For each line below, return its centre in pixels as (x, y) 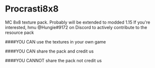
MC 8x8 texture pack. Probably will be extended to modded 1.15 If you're (78, 22)
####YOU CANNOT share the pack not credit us (53, 60)
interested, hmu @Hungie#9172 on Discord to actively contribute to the (76, 27)
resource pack (19, 32)
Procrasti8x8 (32, 9)
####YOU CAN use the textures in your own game (55, 41)
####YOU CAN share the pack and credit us (49, 51)
